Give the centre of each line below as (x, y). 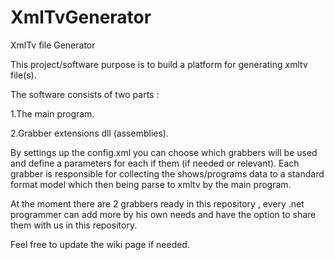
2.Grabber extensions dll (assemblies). (89, 133)
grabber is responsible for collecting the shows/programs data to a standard (167, 173)
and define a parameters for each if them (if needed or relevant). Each (155, 163)
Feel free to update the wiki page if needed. (100, 244)
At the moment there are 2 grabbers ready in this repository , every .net (157, 203)
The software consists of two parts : (85, 94)
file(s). (23, 75)
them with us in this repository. (74, 225)
